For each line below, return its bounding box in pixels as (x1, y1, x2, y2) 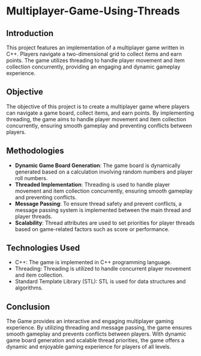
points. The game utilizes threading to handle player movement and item (6, 57, 185, 64)
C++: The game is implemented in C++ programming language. (14, 259, 172, 266)
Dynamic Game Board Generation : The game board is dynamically (14, 161, 181, 169)
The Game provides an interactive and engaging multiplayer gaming (6, 318, 174, 325)
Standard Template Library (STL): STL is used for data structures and (14, 278, 186, 285)
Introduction (6, 28, 54, 38)
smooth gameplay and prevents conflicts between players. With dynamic (6, 330, 187, 337)
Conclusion (6, 301, 50, 312)
